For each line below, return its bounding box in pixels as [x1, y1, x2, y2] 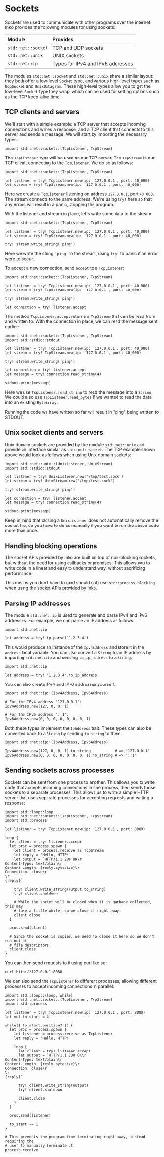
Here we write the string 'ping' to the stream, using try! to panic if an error [5, 250, 158, 256]
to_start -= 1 [9, 1122, 38, 1127]
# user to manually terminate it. [5, 1143, 76, 1148]
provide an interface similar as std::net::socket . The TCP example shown [5, 447, 155, 452]
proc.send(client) [9, 925, 47, 930]
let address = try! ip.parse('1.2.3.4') [5, 636, 89, 641]
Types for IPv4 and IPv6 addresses [52, 60, 133, 67]
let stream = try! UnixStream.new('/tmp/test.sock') [5, 478, 115, 483]
